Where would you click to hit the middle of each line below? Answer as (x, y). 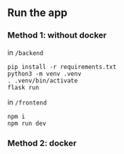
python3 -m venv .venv (44, 74)
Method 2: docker (42, 143)
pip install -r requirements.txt (62, 67)
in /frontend (27, 102)
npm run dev (27, 123)
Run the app (37, 13)
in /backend (26, 52)
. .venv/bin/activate (43, 81)
